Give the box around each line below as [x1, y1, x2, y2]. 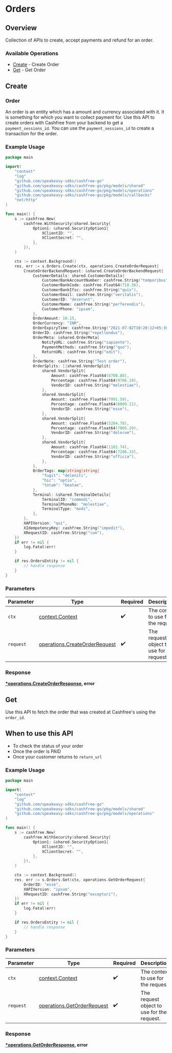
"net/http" [14, 198, 38, 203]
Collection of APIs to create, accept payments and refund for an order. [5, 37, 154, 43]
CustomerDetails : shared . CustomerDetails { [32, 273, 125, 278]
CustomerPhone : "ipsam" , [41, 306, 95, 311]
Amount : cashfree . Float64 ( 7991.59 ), [51, 397, 130, 402]
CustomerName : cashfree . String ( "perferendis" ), [41, 302, 145, 307]
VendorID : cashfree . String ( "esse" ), [51, 407, 130, 412]
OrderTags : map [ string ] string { [32, 468, 100, 474]
